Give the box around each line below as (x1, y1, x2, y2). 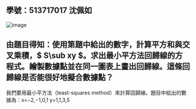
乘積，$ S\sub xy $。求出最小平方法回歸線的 (13, 51, 175, 61)
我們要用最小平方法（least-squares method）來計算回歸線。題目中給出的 (6, 89, 182, 96)
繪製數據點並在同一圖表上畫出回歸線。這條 (29, 62, 183, 72)
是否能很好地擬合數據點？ (21, 72, 114, 83)
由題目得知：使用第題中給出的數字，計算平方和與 (6, 40, 183, 50)
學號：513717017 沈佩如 (6, 5, 92, 16)
